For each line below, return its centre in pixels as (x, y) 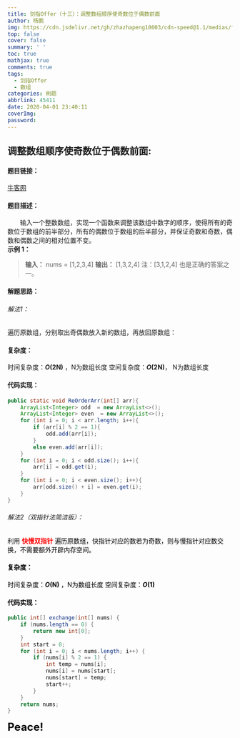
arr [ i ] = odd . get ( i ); (65, 467)
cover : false (27, 41)
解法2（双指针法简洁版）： (45, 517)
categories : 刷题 (32, 94)
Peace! (26, 727)
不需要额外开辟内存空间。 (57, 549)
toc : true (22, 54)
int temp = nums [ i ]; (76, 664)
